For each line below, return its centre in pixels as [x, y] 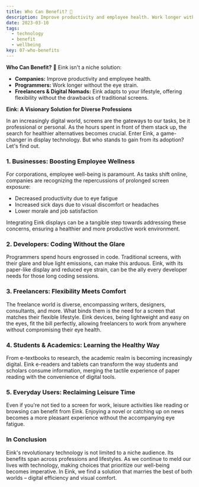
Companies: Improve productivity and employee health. [83, 78]
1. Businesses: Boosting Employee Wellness [70, 161]
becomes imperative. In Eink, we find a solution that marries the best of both [99, 471]
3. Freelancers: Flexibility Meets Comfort [66, 292]
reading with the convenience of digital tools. [61, 377]
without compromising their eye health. [54, 330]
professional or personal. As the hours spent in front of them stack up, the [97, 127]
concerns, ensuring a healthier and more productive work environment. [93, 229]
